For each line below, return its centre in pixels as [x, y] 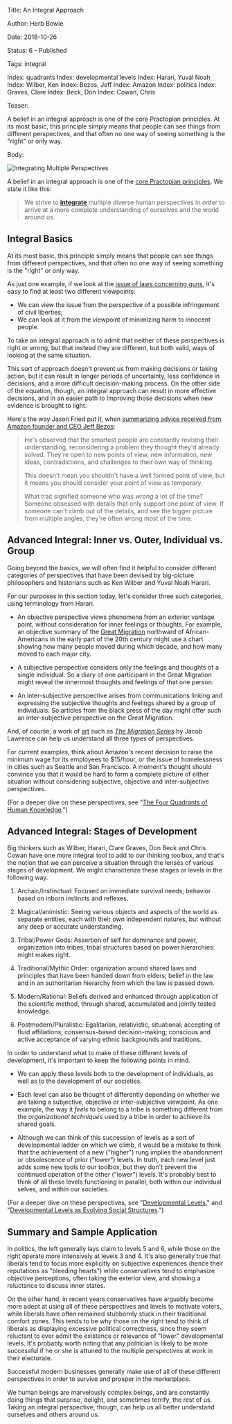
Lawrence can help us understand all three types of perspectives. [101, 738]
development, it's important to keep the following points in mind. [99, 1060]
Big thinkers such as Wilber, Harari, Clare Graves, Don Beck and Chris [107, 848]
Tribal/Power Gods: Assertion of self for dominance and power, [107, 940]
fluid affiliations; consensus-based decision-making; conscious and [114, 1032]
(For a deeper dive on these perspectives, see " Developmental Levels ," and [115, 1203]
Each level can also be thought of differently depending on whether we [118, 1095]
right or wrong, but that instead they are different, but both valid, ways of [111, 347]
